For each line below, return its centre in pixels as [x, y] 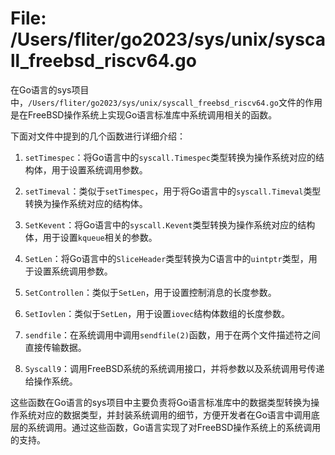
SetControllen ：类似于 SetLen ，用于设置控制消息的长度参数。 [150, 292]
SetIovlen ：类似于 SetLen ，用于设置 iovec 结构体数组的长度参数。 [157, 313]
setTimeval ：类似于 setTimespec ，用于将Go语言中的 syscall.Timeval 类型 [173, 191]
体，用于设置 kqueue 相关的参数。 [91, 237]
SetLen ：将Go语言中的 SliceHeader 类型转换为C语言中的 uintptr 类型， [166, 258]
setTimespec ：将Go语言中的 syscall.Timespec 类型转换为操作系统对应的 [170, 157]
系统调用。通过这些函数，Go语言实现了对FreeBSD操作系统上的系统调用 [174, 427]
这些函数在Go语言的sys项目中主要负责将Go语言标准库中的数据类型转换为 [161, 402]
